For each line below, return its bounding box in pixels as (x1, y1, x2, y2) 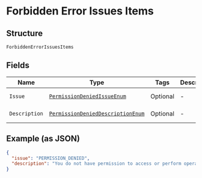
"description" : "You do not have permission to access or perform (11, 161, 182, 167)
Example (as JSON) (6, 133, 80, 144)
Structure (6, 28, 43, 38)
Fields (6, 60, 30, 70)
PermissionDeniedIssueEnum (49, 93, 126, 100)
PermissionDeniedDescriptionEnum (49, 110, 145, 117)
